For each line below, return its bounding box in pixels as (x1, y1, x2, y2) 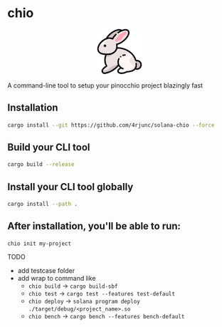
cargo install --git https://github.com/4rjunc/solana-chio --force (7, 121, 215, 129)
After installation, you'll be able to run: (7, 220, 181, 232)
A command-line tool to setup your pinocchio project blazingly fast (7, 81, 203, 90)
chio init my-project (7, 240, 72, 247)
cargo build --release (7, 161, 75, 168)
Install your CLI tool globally (7, 180, 134, 193)
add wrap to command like (17, 274, 96, 283)
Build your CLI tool (7, 141, 90, 153)
